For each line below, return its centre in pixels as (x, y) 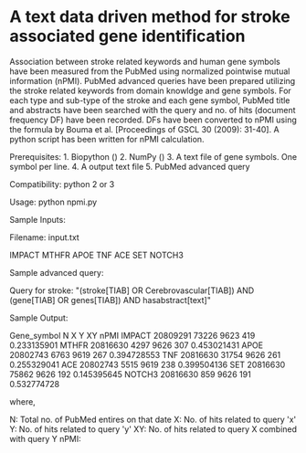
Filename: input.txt (44, 237)
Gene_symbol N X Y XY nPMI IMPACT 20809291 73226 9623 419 (132, 335)
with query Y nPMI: (46, 438)
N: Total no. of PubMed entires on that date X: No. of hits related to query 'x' (153, 419)
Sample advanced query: (57, 272)
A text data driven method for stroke (150, 17)
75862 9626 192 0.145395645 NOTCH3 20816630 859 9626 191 (130, 374)
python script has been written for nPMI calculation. (107, 139)
